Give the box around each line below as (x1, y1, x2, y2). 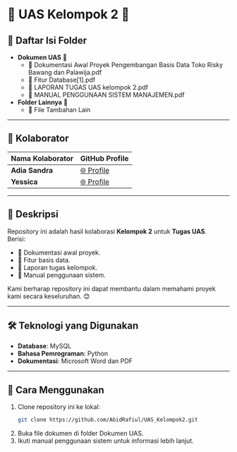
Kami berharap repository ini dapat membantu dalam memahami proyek (7, 284, 217, 293)
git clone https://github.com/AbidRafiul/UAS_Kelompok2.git (17, 416, 198, 424)
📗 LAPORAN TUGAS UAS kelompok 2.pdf (28, 83, 149, 91)
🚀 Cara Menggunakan (7, 384, 104, 396)
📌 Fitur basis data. (17, 255, 71, 264)
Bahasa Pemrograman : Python (17, 349, 108, 358)
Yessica (11, 176, 38, 186)
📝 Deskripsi (7, 208, 59, 221)
